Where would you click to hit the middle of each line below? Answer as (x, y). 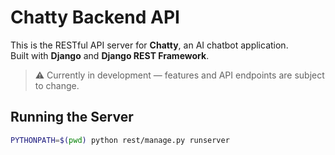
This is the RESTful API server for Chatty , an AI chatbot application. (149, 45)
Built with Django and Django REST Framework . (110, 55)
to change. (57, 85)
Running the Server (72, 117)
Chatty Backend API (95, 17)
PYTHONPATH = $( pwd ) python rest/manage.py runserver (120, 140)
